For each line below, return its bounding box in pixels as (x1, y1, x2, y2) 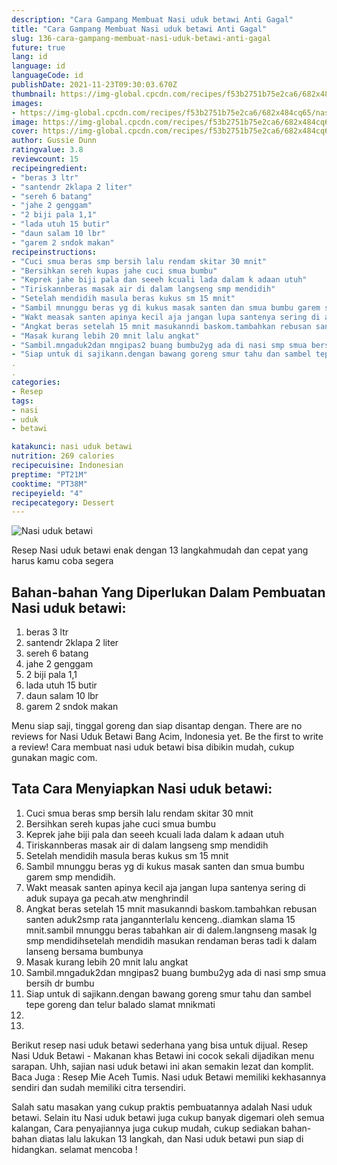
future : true (11, 42, 66, 53)
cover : (11, 126, 39, 136)
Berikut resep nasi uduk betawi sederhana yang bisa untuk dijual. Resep (11, 1039, 309, 1051)
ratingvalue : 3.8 (11, 145, 84, 155)
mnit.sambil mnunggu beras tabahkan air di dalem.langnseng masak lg (25, 924, 318, 936)
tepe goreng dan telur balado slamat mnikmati (25, 998, 216, 1010)
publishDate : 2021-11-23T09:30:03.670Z (11, 80, 178, 90)
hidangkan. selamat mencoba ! (11, 1143, 138, 1155)
